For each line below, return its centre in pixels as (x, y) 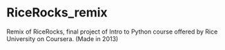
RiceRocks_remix (57, 13)
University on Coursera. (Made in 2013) (62, 38)
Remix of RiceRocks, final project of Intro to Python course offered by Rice (112, 32)
